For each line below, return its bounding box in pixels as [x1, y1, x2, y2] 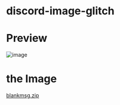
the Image [6, 72, 57, 86]
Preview [6, 32, 48, 45]
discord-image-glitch [6, 4, 115, 18]
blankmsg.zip [6, 92, 39, 99]
